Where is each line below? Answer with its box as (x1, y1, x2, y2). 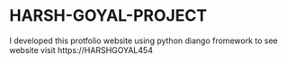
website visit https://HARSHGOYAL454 (9, 44, 153, 55)
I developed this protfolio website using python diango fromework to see (9, 35, 278, 46)
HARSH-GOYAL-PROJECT (9, 5, 208, 26)
